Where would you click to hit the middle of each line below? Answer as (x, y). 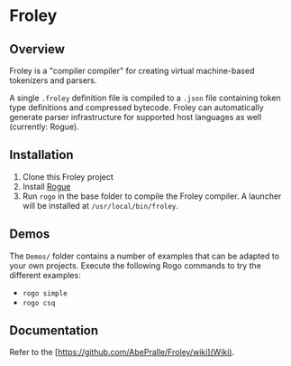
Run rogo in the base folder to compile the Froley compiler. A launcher (152, 196)
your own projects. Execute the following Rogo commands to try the (135, 265)
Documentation (54, 331)
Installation (41, 155)
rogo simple (45, 293)
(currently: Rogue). (44, 127)
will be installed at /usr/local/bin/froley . (100, 205)
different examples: (45, 275)
